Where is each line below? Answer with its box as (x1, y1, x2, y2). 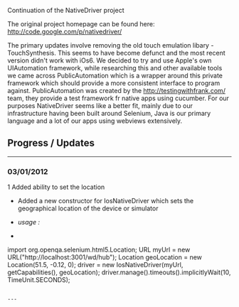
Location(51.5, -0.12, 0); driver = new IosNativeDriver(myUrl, (7, 261, 184, 269)
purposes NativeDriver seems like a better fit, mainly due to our (7, 102, 193, 109)
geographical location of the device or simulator (17, 204, 159, 212)
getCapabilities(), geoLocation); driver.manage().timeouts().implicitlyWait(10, (7, 268, 231, 276)
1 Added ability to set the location (7, 183, 105, 191)
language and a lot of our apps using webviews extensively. (7, 117, 183, 125)
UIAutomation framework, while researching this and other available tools (7, 64, 223, 72)
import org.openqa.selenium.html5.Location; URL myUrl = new (7, 245, 191, 254)
